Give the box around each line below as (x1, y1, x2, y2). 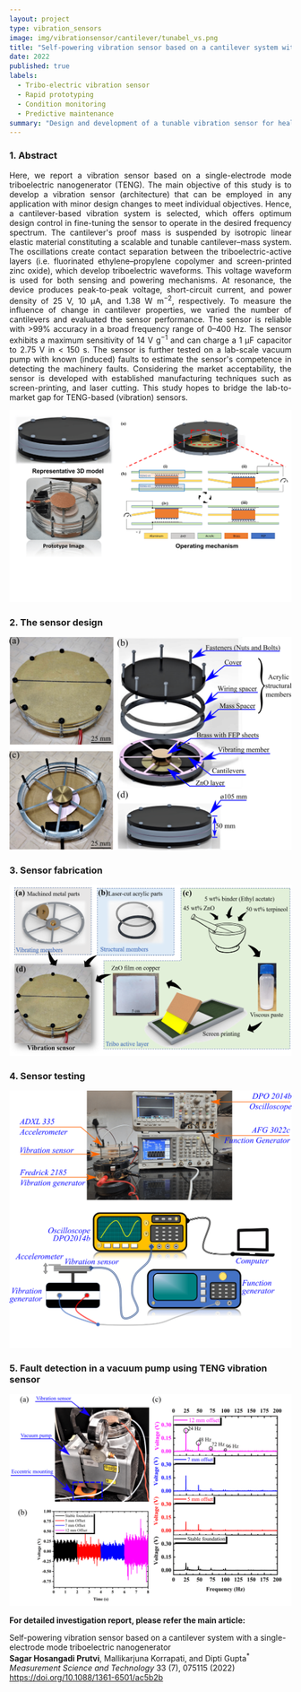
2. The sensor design (9, 615, 103, 628)
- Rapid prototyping (17, 90, 94, 99)
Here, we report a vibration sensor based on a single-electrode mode (9, 170, 292, 180)
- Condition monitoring (17, 100, 106, 109)
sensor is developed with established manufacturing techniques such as (9, 372, 292, 383)
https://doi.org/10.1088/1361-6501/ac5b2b (9, 1671, 164, 1682)
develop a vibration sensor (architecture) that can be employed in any (9, 188, 292, 199)
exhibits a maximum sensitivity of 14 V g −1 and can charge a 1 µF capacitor (9, 333, 292, 345)
